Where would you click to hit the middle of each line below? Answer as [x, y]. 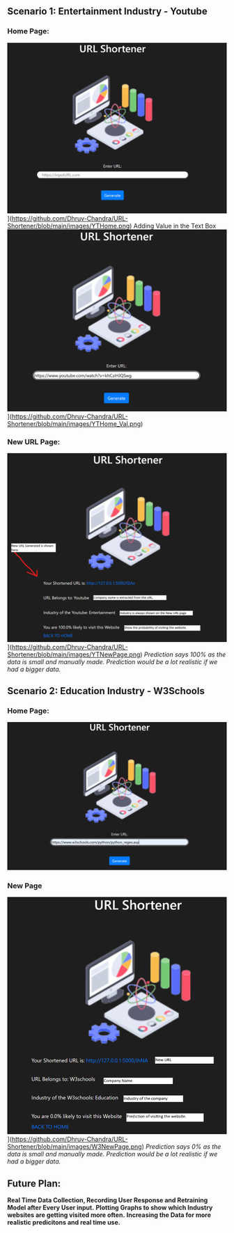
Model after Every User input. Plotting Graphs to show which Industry [110, 1208]
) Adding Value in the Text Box [173, 226]
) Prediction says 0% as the [181, 1147]
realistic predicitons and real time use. [64, 1223]
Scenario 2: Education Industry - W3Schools [106, 691]
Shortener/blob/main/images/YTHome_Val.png [74, 423]
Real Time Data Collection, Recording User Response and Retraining [108, 1200]
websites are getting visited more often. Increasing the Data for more [109, 1215]
